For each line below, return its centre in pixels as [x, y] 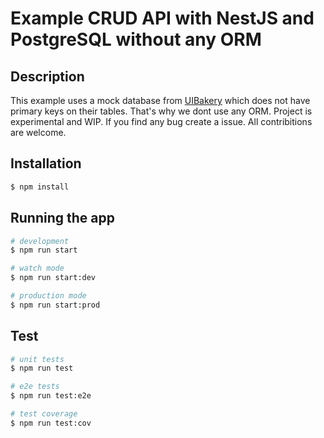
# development [40, 241]
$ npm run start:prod [55, 305]
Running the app [62, 218]
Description [47, 76]
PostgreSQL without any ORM [136, 39]
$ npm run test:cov [51, 423]
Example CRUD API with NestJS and [162, 18]
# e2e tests [35, 387]
